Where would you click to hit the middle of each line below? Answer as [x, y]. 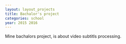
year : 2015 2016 [21, 23]
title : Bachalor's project [32, 14]
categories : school [25, 18]
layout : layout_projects [30, 9]
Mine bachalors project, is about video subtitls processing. [63, 36]
